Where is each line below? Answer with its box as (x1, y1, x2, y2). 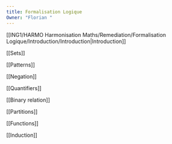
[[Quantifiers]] (6, 84, 42, 91)
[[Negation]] (6, 73, 37, 80)
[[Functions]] (6, 119, 39, 127)
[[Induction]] (6, 131, 37, 139)
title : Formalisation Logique (6, 8, 83, 15)
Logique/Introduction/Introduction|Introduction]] (6, 38, 126, 45)
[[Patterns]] (6, 61, 35, 68)
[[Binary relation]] (6, 96, 50, 103)
